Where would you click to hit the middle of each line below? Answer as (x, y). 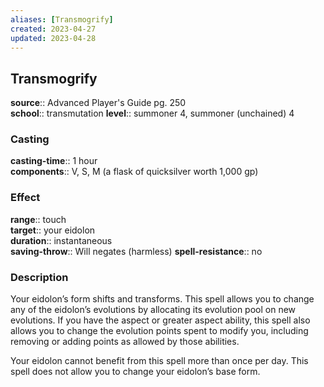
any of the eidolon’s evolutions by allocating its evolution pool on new (153, 310)
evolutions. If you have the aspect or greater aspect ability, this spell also (160, 320)
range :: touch (38, 219)
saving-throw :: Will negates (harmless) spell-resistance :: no (136, 251)
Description (39, 277)
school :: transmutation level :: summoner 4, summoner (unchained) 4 (152, 113)
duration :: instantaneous (61, 240)
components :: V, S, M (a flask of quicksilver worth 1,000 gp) (134, 172)
